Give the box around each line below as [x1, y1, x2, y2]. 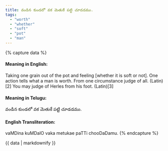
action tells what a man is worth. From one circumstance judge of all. [5, 78, 149, 84]
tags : [5, 12, 17, 17]
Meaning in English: [5, 61, 48, 67]
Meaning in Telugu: [5, 95, 47, 101]
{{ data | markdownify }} [5, 140, 56, 146]
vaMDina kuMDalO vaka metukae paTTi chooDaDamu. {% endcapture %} [5, 130, 159, 136]
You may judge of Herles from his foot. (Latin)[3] [12, 83, 114, 89]
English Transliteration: [5, 119, 56, 125]
